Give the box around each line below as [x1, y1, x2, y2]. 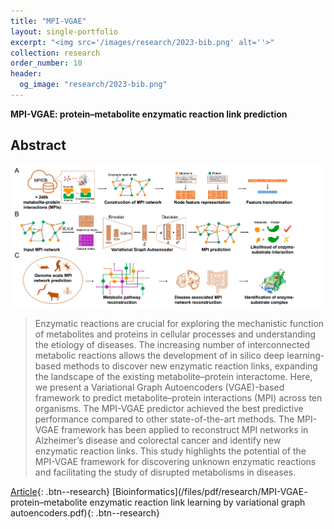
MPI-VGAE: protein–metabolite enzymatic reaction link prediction [10, 108, 288, 120]
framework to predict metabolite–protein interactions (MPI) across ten [34, 391, 323, 404]
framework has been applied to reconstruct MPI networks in [61, 423, 309, 435]
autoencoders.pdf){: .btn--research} [10, 506, 160, 519]
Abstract [10, 137, 67, 154]
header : [10, 69, 43, 79]
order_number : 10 [10, 58, 83, 69]
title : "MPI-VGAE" [10, 16, 87, 26]
